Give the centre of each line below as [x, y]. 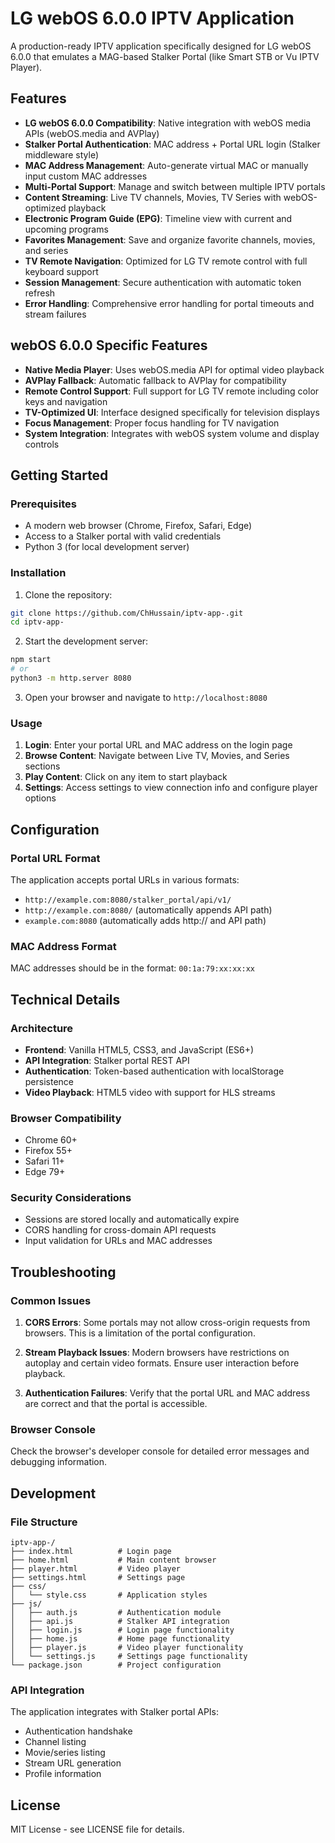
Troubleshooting [63, 1272]
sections [42, 766]
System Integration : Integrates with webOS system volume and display [172, 433]
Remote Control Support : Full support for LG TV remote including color [172, 391]
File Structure [44, 1522]
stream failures [55, 314]
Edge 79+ [45, 1172]
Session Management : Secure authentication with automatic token [163, 282]
